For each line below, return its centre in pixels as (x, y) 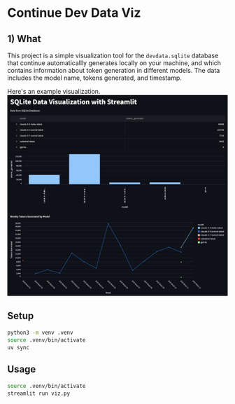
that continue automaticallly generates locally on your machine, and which (114, 63)
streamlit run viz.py (39, 393)
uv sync (19, 347)
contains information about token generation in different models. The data (114, 70)
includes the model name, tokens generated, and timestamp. (94, 78)
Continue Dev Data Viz (74, 13)
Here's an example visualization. (54, 91)
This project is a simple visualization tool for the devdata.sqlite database (113, 55)
